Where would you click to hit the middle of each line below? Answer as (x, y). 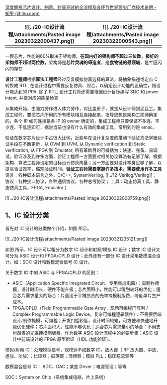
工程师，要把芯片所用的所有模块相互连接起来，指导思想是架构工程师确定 (83, 115)
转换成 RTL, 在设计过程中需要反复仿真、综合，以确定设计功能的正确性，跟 (81, 85)
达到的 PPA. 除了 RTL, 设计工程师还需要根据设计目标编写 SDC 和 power (86, 92)
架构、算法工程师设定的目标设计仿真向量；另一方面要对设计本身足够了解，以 (83, 163)
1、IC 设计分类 (27, 215)
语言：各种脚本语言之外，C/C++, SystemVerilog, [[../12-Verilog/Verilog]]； (81, 175)
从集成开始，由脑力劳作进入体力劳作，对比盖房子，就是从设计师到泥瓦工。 (81, 108)
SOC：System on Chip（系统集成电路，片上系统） (57, 377)
